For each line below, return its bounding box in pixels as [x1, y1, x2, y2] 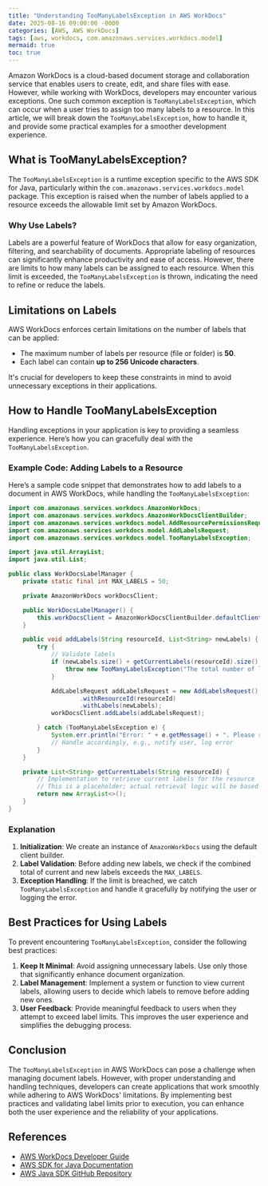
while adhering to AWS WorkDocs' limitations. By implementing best [8, 1090, 232, 1100]
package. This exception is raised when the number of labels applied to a [8, 191, 249, 200]
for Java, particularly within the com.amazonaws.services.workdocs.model [8, 183, 245, 192]
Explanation [8, 824, 56, 835]
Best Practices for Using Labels [8, 915, 167, 930]
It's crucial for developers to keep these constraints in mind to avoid [8, 372, 232, 381]
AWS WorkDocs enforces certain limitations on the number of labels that [8, 324, 246, 334]
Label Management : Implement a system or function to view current [19, 978, 245, 987]
